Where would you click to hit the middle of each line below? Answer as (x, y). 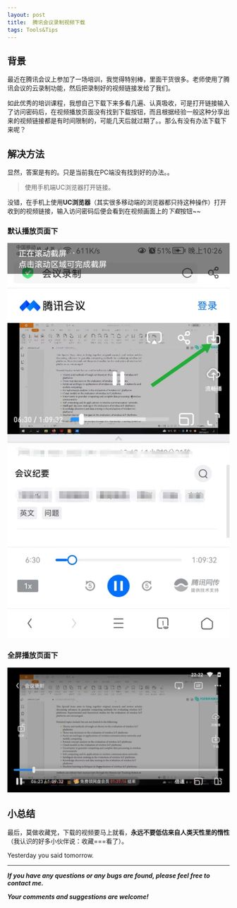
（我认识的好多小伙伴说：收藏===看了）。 (68, 841)
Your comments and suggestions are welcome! (78, 897)
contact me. (25, 883)
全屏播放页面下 (33, 655)
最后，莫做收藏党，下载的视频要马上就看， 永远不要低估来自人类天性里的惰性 (119, 832)
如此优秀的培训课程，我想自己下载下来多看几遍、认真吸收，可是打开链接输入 (119, 103)
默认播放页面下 (33, 231)
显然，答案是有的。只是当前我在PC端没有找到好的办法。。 (91, 172)
